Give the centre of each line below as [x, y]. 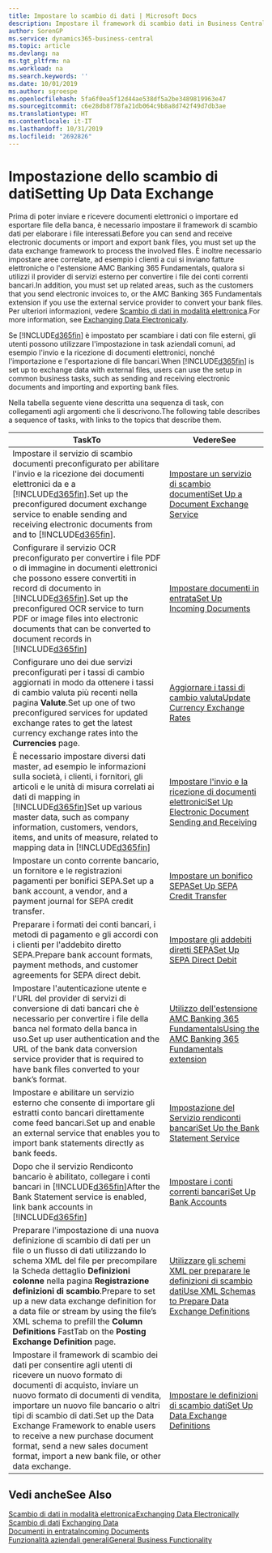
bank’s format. [40, 1079]
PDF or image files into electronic [76, 618]
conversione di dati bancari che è [76, 1008]
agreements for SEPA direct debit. [77, 975]
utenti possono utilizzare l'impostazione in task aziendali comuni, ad [122, 343]
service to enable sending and [70, 514]
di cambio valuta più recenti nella [75, 692]
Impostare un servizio [210, 473]
